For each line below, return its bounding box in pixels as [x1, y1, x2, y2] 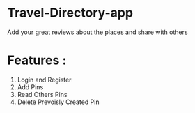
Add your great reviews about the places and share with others [7, 28, 188, 36]
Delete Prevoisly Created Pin [17, 98, 100, 106]
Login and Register [17, 75, 72, 84]
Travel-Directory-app [7, 5, 134, 21]
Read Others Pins [17, 90, 68, 98]
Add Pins [17, 82, 44, 91]
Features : [7, 52, 67, 68]
